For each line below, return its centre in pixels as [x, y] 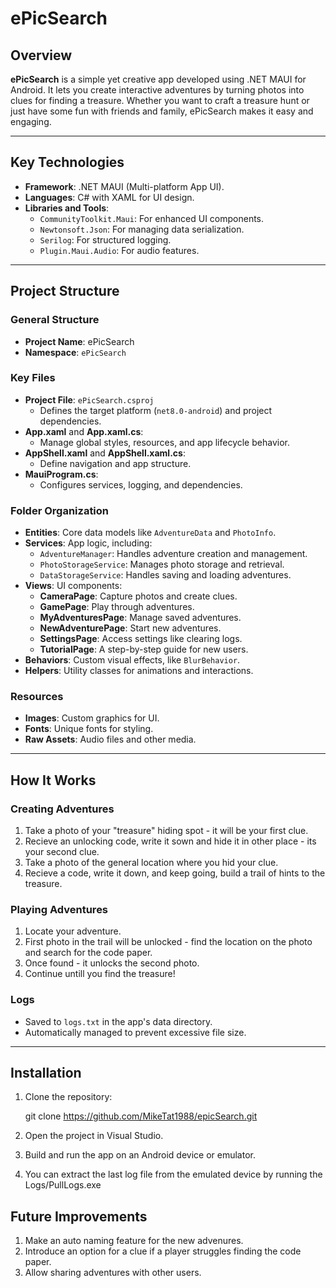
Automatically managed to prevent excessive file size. [135, 1032]
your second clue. [62, 852]
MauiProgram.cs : [61, 474]
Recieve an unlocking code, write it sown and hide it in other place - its [170, 841]
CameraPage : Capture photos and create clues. [138, 596]
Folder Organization [60, 510]
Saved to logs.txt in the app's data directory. [118, 1021]
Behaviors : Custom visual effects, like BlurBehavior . [132, 660]
